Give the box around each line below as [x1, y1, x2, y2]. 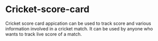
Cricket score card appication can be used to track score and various [5, 20, 151, 26]
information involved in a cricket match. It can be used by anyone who [5, 25, 153, 31]
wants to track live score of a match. [5, 31, 82, 37]
